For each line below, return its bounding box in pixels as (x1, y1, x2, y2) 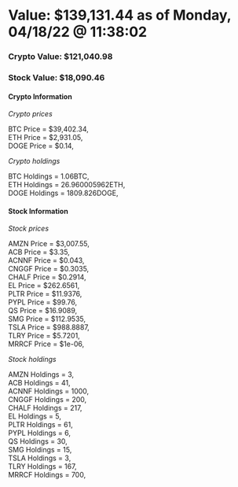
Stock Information (8, 206, 68, 216)
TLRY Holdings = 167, (8, 462, 77, 471)
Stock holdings (8, 355, 57, 364)
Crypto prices (8, 109, 53, 119)
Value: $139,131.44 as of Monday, (8, 6, 232, 24)
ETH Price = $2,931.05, (8, 133, 83, 142)
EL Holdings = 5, (8, 411, 61, 421)
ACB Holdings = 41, (8, 378, 71, 388)
